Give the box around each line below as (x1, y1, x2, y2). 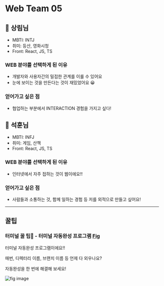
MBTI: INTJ (12, 37, 35, 43)
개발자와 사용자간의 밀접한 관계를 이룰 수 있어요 (12, 74, 102, 79)
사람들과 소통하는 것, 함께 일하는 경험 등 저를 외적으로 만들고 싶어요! (12, 197, 141, 202)
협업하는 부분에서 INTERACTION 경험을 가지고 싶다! (12, 105, 111, 111)
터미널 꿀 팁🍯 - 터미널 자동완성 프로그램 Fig (5, 233, 100, 239)
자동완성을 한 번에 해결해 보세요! (5, 265, 67, 271)
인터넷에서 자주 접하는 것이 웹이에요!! (12, 171, 83, 177)
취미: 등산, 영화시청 (12, 43, 49, 49)
